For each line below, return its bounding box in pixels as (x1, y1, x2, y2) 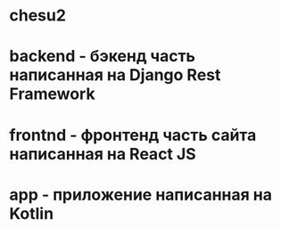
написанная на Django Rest (9, 65, 221, 86)
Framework (9, 84, 95, 104)
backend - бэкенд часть (9, 46, 196, 67)
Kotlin (9, 203, 54, 224)
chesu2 (9, 5, 67, 26)
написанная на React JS (9, 143, 196, 164)
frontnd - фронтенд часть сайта (9, 125, 257, 145)
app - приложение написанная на (9, 184, 272, 205)
